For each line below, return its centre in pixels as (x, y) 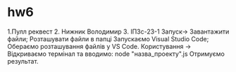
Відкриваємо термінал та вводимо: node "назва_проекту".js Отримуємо (116, 54)
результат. (23, 61)
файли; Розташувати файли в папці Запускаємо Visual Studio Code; (108, 38)
